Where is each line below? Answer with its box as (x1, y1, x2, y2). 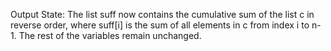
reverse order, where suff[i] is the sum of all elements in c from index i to (10, 19, 310, 31)
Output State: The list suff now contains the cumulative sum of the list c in (10, 9, 315, 20)
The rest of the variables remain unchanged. (18, 30, 202, 41)
